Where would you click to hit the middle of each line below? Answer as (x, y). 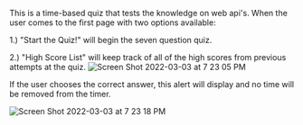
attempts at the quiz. (47, 67)
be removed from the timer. (60, 94)
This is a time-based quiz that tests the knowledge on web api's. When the (148, 13)
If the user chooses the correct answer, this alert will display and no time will (152, 84)
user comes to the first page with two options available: (113, 22)
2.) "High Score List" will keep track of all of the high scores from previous (148, 57)
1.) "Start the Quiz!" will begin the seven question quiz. (111, 40)
